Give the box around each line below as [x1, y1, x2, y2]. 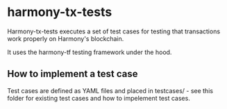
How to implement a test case [7, 68, 138, 80]
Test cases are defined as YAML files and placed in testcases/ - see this [7, 86, 214, 94]
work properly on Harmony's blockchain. [7, 34, 124, 42]
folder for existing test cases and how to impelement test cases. [7, 94, 191, 102]
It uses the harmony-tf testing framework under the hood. [7, 48, 172, 56]
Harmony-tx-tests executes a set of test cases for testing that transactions [7, 27, 221, 35]
